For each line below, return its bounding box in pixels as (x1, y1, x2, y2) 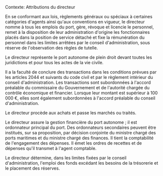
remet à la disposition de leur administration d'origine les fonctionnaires (5, 29, 150, 35)
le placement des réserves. (5, 165, 60, 171)
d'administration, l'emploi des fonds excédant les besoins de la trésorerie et (5, 160, 159, 166)
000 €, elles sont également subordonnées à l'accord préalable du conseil (5, 95, 156, 101)
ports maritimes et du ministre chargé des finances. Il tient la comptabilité (5, 135, 154, 141)
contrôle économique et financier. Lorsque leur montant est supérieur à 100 (5, 90, 158, 96)
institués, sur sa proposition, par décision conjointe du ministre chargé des (5, 130, 156, 135)
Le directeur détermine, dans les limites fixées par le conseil (5, 155, 127, 161)
